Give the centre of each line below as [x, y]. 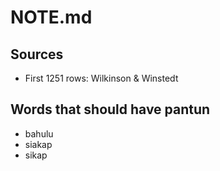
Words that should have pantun [110, 109]
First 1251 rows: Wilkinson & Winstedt [101, 78]
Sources [37, 54]
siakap [38, 144]
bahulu [39, 133]
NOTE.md [51, 17]
